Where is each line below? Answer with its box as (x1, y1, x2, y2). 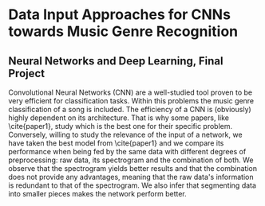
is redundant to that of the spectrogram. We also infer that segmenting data (8, 181, 257, 190)
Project (8, 66, 45, 80)
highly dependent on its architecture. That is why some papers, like (8, 113, 230, 122)
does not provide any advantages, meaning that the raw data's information (8, 173, 254, 181)
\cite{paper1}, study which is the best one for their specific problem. (8, 122, 233, 130)
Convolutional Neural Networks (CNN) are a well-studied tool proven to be (8, 87, 253, 97)
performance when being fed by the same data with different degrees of (8, 147, 247, 156)
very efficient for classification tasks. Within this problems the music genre (8, 96, 255, 105)
